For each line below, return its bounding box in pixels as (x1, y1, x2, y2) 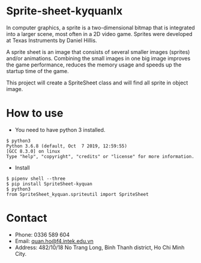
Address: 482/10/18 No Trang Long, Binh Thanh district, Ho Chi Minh (14, 244, 185, 251)
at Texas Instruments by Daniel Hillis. (6, 37, 97, 44)
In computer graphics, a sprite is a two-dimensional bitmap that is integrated (6, 24, 195, 31)
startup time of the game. (6, 67, 69, 74)
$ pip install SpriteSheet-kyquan (6, 181, 93, 187)
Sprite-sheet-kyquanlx (6, 4, 123, 18)
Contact (6, 211, 47, 225)
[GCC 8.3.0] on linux (6, 148, 61, 154)
